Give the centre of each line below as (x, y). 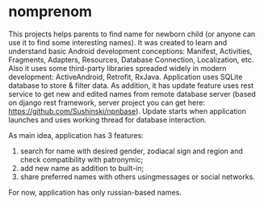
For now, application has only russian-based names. (95, 192)
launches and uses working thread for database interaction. (108, 119)
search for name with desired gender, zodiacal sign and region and (132, 151)
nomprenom (50, 12)
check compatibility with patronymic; (82, 159)
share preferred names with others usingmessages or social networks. (138, 177)
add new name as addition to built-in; (82, 168)
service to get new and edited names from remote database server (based (132, 94)
